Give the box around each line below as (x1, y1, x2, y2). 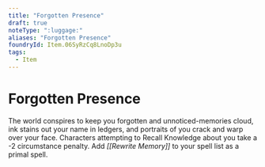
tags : (8, 48, 26, 56)
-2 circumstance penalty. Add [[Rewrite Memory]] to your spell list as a (8, 141, 240, 150)
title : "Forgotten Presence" (8, 11, 104, 20)
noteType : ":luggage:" (8, 26, 83, 34)
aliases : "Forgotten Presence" (8, 33, 112, 42)
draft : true (8, 19, 47, 27)
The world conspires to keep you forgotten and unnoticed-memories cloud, (8, 116, 254, 125)
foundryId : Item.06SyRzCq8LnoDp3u (8, 41, 123, 49)
